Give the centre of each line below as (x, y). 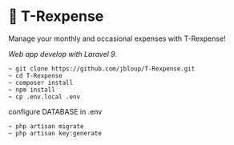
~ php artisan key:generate (55, 133)
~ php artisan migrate (46, 126)
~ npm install (32, 90)
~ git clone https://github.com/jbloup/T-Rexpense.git (102, 68)
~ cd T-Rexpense (35, 75)
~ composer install (41, 83)
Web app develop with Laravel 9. (63, 54)
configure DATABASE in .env (55, 111)
